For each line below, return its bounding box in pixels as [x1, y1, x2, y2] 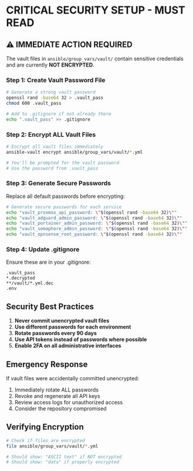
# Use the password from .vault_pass [6, 165, 99, 171]
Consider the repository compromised [14, 404, 107, 412]
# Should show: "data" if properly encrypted [6, 459, 119, 465]
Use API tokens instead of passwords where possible [14, 336, 147, 343]
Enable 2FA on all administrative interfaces [14, 342, 121, 349]
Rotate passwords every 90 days [14, 330, 97, 337]
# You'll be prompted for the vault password [6, 160, 119, 165]
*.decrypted [6, 275, 35, 281]
